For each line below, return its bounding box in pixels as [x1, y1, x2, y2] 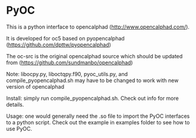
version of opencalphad [6, 83, 64, 90]
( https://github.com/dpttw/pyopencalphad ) [6, 41, 112, 48]
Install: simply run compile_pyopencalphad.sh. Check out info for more [6, 95, 179, 102]
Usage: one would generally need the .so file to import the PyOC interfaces [6, 112, 190, 120]
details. [6, 101, 24, 108]
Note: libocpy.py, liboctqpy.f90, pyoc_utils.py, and [6, 70, 128, 77]
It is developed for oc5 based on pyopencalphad [6, 34, 125, 42]
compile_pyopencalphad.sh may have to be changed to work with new [6, 77, 179, 84]
